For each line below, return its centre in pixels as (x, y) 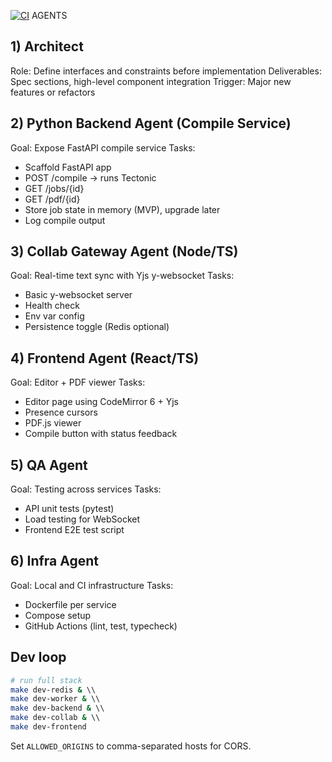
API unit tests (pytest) (69, 509)
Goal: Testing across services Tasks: (86, 489)
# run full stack (46, 680)
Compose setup (58, 615)
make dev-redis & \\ (53, 690)
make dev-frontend (48, 727)
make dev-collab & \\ (55, 718)
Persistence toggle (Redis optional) (97, 327)
